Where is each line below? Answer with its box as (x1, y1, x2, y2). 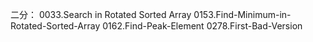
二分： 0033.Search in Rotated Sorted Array (10, 9, 192, 20)
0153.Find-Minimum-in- (193, 9, 292, 20)
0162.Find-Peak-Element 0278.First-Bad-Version (102, 20, 303, 32)
